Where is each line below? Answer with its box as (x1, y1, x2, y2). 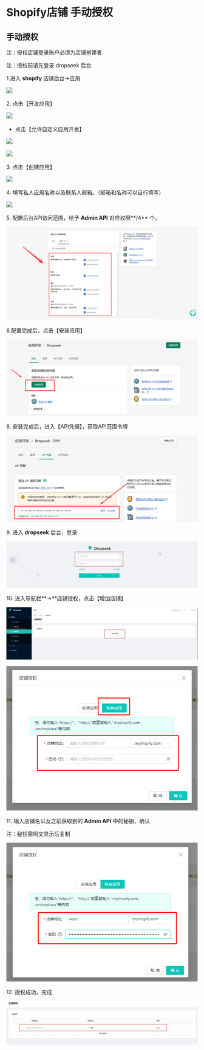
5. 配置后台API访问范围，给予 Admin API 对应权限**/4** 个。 (6, 214, 161, 222)
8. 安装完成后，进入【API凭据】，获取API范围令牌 (6, 422, 129, 430)
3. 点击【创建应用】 (6, 163, 56, 171)
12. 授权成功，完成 (6, 988, 53, 995)
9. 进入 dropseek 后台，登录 (6, 529, 78, 536)
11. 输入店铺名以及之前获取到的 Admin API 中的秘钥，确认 (6, 818, 151, 825)
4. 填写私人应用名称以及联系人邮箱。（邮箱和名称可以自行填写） (6, 189, 165, 196)
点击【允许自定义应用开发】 (15, 126, 85, 132)
